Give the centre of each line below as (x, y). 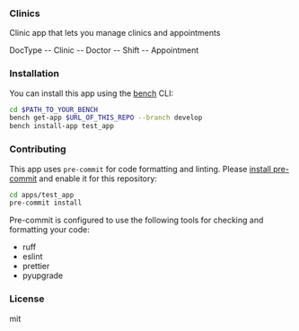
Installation (35, 74)
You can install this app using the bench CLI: (92, 93)
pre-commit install (46, 203)
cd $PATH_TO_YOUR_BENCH (54, 109)
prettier (36, 266)
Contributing (38, 149)
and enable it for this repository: (98, 179)
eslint (32, 257)
